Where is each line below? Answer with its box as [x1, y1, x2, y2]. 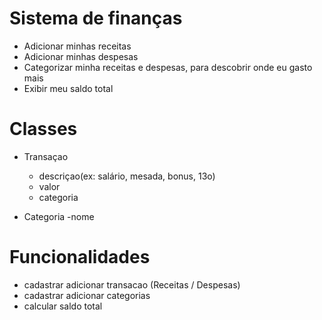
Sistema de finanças [9, 7, 183, 30]
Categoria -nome [23, 210, 95, 222]
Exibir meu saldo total [23, 82, 114, 94]
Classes [9, 118, 78, 141]
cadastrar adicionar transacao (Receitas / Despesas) [23, 278, 241, 291]
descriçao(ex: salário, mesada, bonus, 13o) [38, 170, 216, 182]
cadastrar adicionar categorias [23, 289, 151, 301]
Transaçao [23, 150, 69, 162]
